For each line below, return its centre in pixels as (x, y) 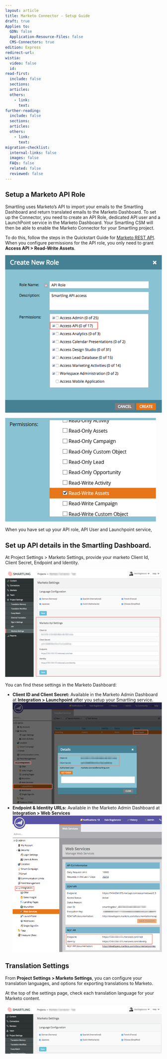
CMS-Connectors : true (32, 42)
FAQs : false (22, 163)
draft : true (17, 21)
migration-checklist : (28, 147)
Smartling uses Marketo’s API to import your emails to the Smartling (74, 207)
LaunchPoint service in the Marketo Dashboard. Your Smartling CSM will (79, 223)
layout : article (22, 10)
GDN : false (21, 32)
